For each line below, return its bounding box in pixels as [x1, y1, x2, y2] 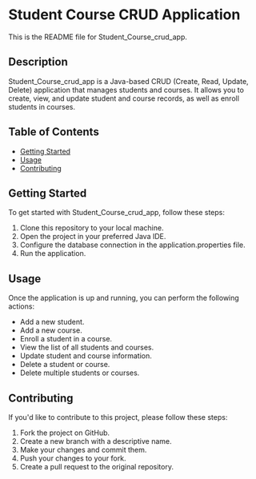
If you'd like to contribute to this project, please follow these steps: [8, 413, 228, 421]
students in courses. [8, 102, 76, 111]
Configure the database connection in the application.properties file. [19, 240, 246, 249]
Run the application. [19, 249, 86, 258]
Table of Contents [8, 126, 100, 139]
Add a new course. [19, 325, 82, 335]
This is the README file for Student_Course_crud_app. [8, 32, 188, 42]
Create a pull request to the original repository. [19, 462, 174, 471]
